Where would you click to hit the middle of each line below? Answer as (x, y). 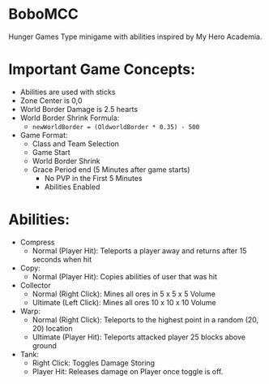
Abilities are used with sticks (68, 92)
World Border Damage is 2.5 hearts (79, 109)
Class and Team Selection (76, 144)
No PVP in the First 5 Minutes (93, 178)
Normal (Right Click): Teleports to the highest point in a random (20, (145, 319)
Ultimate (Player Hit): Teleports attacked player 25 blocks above (139, 337)
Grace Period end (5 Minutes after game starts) (111, 169)
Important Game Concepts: (102, 69)
